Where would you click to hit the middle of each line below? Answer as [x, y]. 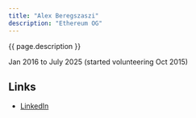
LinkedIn [34, 106]
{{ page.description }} [45, 46]
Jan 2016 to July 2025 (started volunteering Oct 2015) [98, 62]
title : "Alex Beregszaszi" [54, 16]
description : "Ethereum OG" [56, 23]
